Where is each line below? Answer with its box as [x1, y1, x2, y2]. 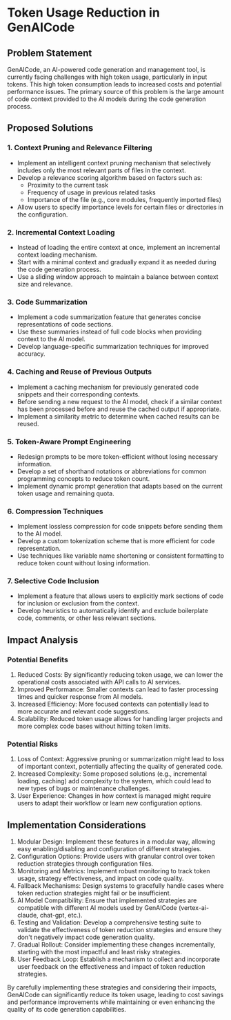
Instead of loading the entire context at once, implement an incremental [17, 243, 221, 251]
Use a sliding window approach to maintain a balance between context [17, 272, 219, 281]
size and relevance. [17, 280, 73, 288]
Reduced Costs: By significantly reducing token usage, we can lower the [17, 671, 223, 679]
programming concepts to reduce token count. [17, 474, 150, 482]
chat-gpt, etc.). [40, 911, 83, 920]
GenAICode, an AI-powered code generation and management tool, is [7, 66, 205, 73]
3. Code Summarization [7, 297, 88, 307]
